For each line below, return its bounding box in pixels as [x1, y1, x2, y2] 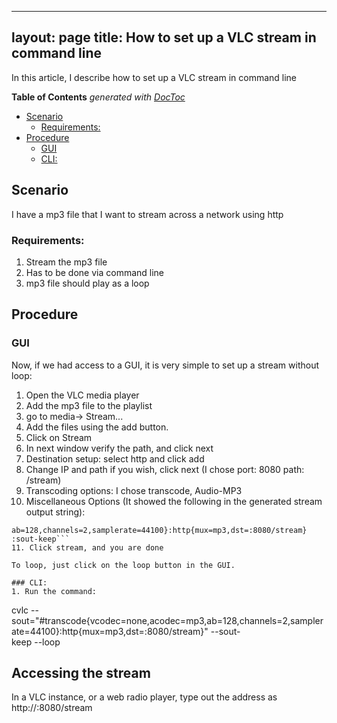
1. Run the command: [11, 586, 98, 596]
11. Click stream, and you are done [11, 542, 164, 553]
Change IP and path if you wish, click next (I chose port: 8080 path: [25, 463, 305, 475]
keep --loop [11, 636, 61, 648]
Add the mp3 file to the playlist [25, 399, 153, 411]
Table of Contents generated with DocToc [11, 91, 186, 103]
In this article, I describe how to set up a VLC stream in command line [11, 71, 298, 83]
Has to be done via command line [25, 266, 165, 278]
